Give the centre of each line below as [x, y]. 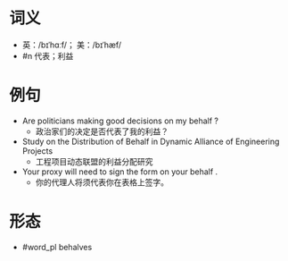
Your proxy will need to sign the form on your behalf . [120, 172]
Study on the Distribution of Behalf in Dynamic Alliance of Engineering [151, 141]
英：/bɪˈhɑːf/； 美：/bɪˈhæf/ [72, 45]
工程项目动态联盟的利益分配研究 [94, 161]
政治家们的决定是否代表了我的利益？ [102, 131]
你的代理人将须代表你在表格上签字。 [102, 182]
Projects [37, 151]
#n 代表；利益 [48, 55]
